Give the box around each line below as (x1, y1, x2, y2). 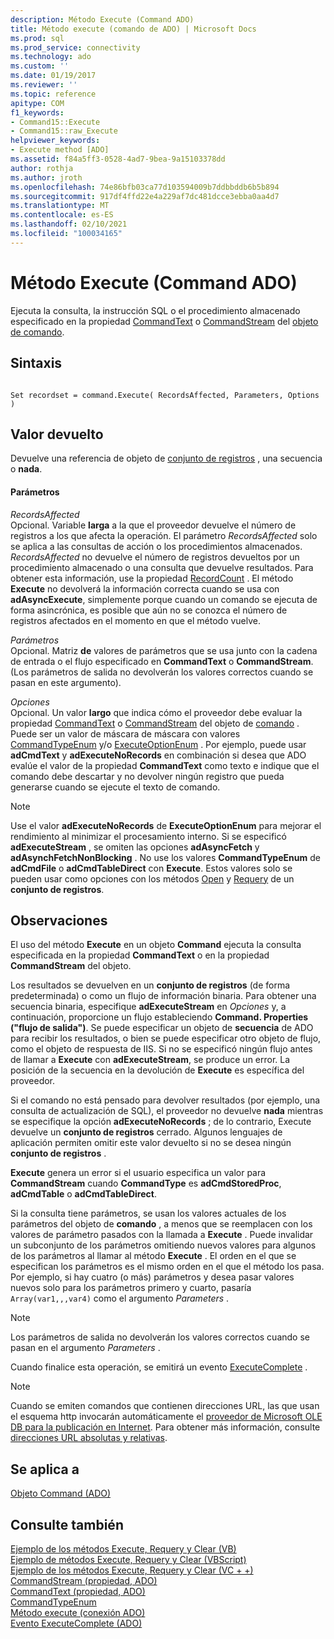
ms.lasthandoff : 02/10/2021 (10, 219, 128, 230)
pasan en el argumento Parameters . (10, 1342, 161, 1354)
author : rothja (10, 163, 74, 173)
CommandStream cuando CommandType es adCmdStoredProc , (10, 1177, 282, 1190)
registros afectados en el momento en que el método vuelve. (10, 614, 262, 626)
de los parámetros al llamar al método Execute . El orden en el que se (10, 1250, 297, 1262)
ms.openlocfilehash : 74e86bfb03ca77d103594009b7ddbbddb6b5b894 (10, 182, 280, 192)
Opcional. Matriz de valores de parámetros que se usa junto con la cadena (10, 644, 318, 656)
